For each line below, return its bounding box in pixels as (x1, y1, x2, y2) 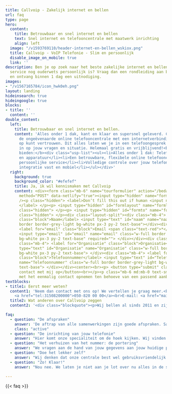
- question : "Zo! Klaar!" (10, 360, 66, 365)
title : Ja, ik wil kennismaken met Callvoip (14, 184, 111, 189)
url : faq (5, 12, 24, 17)
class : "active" (14, 326, 50, 331)
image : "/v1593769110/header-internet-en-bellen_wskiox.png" (10, 46, 143, 51)
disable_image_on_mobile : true (10, 55, 77, 60)
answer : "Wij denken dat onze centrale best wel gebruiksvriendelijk (14, 355, 166, 360)
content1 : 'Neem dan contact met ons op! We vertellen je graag (10, 288, 150, 294)
